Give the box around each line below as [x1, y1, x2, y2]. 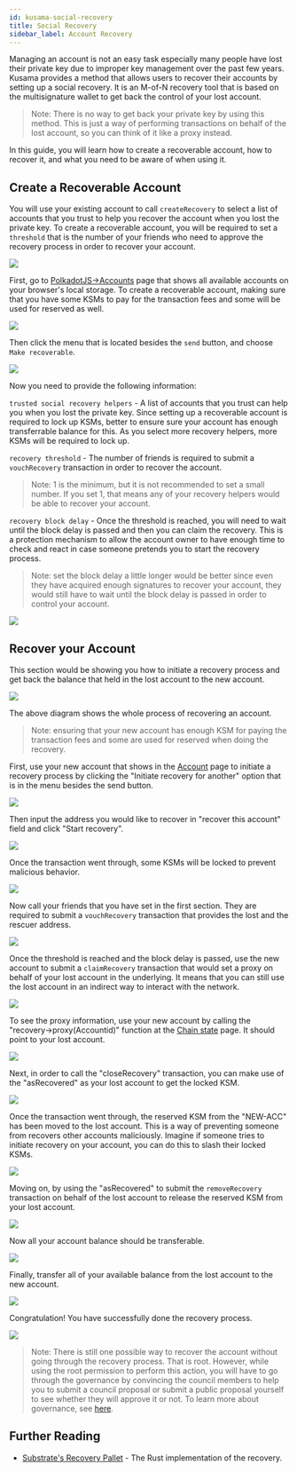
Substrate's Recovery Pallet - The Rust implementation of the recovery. [21, 1452, 282, 1463]
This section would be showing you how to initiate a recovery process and [9, 665, 281, 675]
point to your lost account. [9, 1034, 106, 1044]
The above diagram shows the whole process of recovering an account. [9, 708, 272, 718]
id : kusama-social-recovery [9, 12, 113, 22]
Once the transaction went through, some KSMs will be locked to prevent [9, 858, 277, 867]
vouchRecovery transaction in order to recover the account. [9, 463, 223, 473]
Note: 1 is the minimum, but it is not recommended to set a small [30, 479, 265, 490]
